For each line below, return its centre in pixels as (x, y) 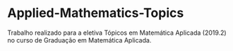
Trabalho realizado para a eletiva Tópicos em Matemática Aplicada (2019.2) (117, 33)
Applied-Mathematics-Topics (96, 13)
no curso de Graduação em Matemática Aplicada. (79, 40)
